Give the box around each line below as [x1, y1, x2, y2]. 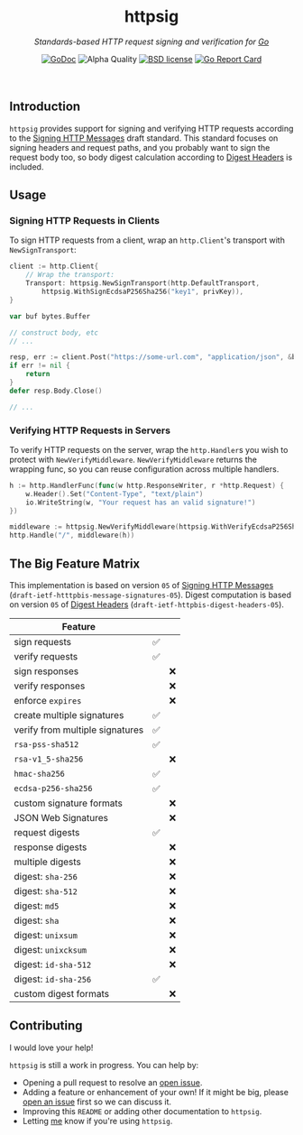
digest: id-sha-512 [14, 958, 92, 971]
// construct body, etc [9, 328, 99, 337]
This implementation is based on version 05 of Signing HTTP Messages [9, 580, 274, 591]
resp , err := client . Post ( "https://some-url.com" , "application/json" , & [9, 353, 293, 362]
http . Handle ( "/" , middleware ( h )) [9, 531, 135, 540]
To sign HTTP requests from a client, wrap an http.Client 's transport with [9, 235, 286, 245]
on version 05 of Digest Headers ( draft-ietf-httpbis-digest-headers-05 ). [9, 599, 284, 610]
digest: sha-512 [14, 885, 78, 898]
